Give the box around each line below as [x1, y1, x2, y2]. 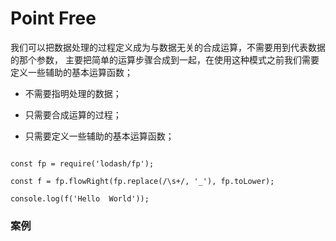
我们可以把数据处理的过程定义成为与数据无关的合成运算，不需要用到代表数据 [10, 41, 326, 53]
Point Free [10, 7, 97, 30]
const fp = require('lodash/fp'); [10, 158, 155, 169]
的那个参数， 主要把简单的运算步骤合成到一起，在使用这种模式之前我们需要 [10, 53, 320, 66]
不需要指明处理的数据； [24, 87, 122, 99]
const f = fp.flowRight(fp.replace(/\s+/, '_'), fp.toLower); [10, 176, 275, 186]
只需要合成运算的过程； [24, 108, 122, 121]
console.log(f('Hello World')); [10, 193, 150, 204]
